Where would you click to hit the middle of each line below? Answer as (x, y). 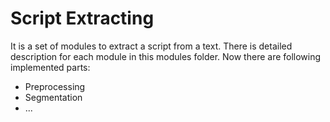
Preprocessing (55, 86)
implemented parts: (50, 67)
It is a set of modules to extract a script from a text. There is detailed (151, 46)
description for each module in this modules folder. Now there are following (166, 56)
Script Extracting (82, 18)
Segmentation (53, 97)
